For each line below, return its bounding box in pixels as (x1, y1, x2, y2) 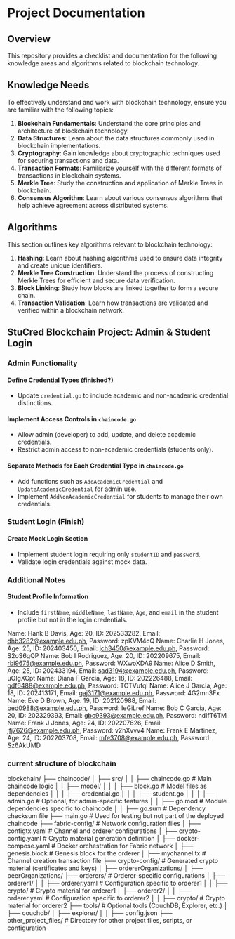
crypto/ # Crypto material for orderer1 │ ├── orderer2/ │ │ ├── (7, 886, 192, 895)
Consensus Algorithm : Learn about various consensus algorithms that (17, 193, 223, 202)
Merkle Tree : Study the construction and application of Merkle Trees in (17, 178, 223, 187)
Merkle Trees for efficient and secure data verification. (17, 276, 175, 284)
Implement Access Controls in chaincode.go (7, 414, 137, 423)
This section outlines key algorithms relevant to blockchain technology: (7, 240, 213, 249)
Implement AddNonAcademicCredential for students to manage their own (17, 492, 223, 500)
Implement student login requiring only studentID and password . (17, 550, 201, 558)
